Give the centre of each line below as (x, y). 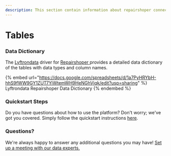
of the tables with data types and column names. (56, 68)
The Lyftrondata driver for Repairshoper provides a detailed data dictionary (84, 62)
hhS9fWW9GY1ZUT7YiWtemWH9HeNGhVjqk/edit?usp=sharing (72, 83)
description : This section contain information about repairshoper (78, 10)
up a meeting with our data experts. (42, 148)
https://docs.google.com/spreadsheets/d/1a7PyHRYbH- (97, 77)
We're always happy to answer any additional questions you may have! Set (83, 142)
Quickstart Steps (27, 101)
